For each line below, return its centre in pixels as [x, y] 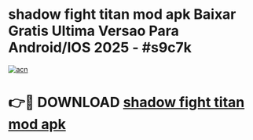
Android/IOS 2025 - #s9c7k [100, 48]
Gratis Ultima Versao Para [93, 31]
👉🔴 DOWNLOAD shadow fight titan [126, 102]
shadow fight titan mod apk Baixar [122, 14]
